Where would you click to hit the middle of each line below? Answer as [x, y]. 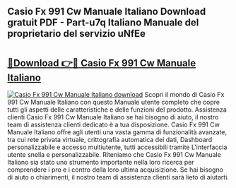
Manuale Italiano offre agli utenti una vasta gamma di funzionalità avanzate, [117, 132]
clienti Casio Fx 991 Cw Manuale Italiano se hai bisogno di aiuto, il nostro [113, 117]
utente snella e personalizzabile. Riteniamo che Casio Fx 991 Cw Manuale [114, 154]
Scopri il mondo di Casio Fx [184, 94]
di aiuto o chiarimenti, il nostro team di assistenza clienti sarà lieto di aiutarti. [118, 177]
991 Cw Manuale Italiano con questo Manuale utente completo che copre [114, 102]
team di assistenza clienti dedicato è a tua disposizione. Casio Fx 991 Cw [114, 124]
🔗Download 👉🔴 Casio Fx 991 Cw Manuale [102, 63]
